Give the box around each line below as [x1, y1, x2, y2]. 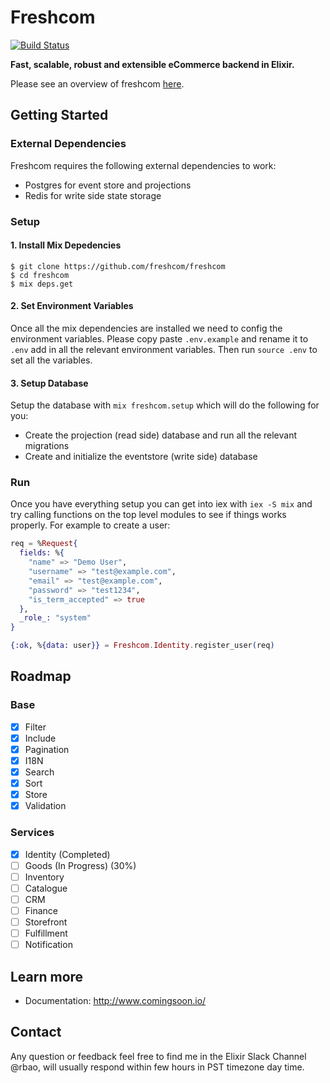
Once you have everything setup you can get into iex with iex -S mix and [10, 498, 313, 510]
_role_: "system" [19, 613, 92, 623]
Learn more [10, 968, 84, 985]
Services [10, 826, 55, 840]
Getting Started [10, 107, 109, 124]
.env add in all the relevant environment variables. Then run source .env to [10, 343, 318, 355]
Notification [24, 939, 73, 951]
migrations [24, 440, 70, 452]
